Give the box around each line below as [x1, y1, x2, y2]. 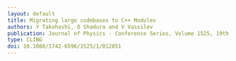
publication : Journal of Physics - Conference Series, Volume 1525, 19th [7, 29, 230, 37]
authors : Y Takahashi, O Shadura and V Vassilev [7, 23, 153, 30]
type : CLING [7, 36, 42, 43]
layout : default [7, 10, 55, 18]
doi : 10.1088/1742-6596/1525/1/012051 [7, 43, 122, 50]
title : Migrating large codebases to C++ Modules [7, 17, 157, 24]
